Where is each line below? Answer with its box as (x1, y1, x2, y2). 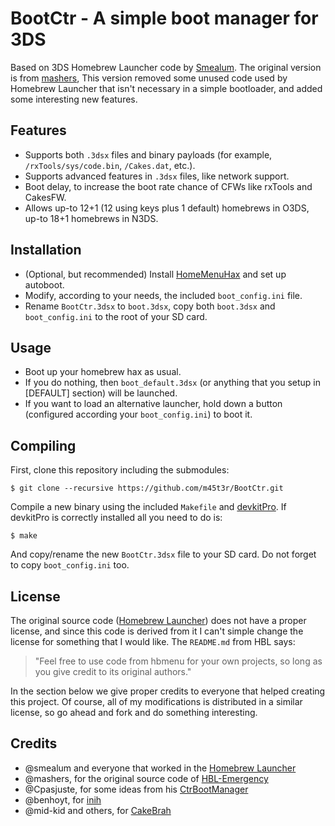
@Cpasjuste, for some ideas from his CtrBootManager (24, 783, 249, 795)
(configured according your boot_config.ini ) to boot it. (24, 408, 253, 421)
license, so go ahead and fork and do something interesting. (10, 707, 258, 718)
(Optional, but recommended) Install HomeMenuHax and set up (24, 268, 287, 280)
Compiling (10, 437, 77, 454)
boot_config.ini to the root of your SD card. (24, 310, 208, 322)
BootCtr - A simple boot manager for (10, 7, 319, 30)
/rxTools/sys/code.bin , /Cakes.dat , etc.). (24, 159, 196, 171)
